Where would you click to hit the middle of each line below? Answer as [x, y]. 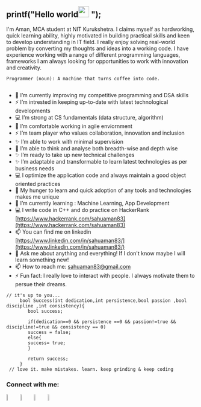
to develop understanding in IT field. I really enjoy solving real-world [91, 42]
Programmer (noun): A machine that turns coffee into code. [83, 79]
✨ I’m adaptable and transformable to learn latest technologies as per [101, 161]
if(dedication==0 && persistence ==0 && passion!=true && [102, 322]
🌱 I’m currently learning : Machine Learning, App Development [92, 203]
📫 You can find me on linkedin [53, 232]
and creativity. [24, 68]
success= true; [47, 343]
